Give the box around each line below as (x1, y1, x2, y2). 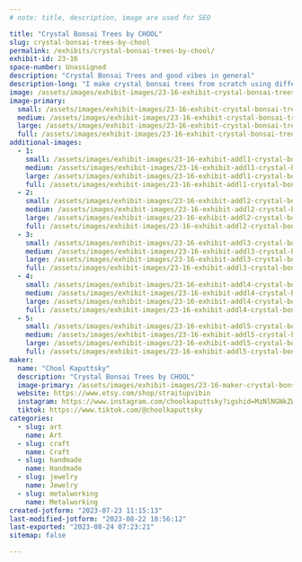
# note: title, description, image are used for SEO (9, 13, 211, 22)
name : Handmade (25, 464, 83, 473)
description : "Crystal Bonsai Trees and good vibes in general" (9, 71, 255, 81)
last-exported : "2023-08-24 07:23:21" (9, 522, 155, 531)
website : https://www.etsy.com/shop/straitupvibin (17, 388, 211, 398)
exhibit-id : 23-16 (9, 55, 78, 64)
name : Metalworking (25, 497, 99, 506)
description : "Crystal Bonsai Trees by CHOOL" (17, 372, 195, 381)
